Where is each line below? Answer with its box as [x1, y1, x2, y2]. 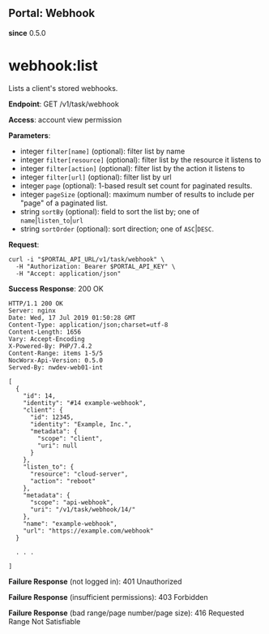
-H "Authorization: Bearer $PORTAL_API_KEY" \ [15, 262, 176, 270]
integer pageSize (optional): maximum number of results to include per [19, 189, 255, 199]
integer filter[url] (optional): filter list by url [19, 172, 172, 182]
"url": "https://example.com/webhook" [23, 527, 154, 535]
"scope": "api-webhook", [29, 498, 114, 507]
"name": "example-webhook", [23, 520, 117, 528]
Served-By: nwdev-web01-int [8, 363, 104, 372]
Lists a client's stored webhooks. [8, 83, 118, 93]
